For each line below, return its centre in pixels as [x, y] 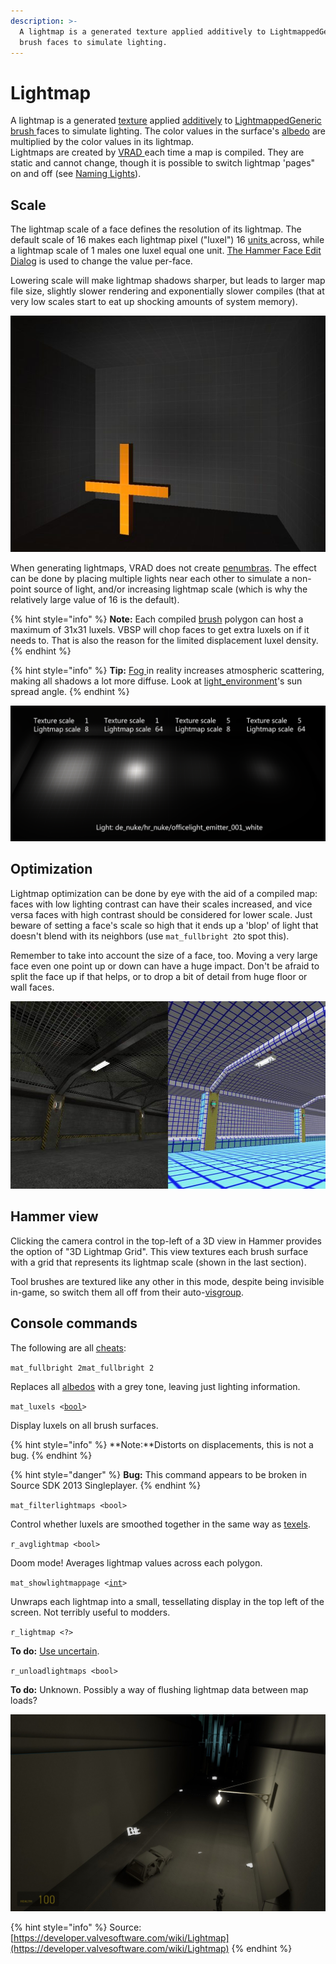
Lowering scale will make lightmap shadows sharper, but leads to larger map [168, 281]
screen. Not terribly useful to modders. [90, 1612]
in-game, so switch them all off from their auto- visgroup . [127, 1292]
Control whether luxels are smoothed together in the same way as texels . [160, 1524]
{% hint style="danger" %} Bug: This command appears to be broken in [158, 1474]
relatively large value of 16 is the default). [95, 600]
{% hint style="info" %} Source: [76, 1927]
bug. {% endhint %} [51, 1455]
